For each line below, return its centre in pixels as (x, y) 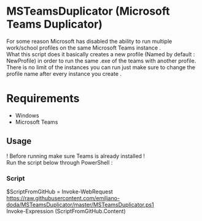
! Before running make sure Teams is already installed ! (76, 156)
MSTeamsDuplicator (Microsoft (88, 11)
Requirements (43, 99)
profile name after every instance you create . (64, 73)
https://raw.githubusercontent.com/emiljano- (63, 198)
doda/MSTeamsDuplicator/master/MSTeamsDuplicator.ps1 (80, 204)
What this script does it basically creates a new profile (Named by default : (101, 54)
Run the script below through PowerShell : (60, 162)
